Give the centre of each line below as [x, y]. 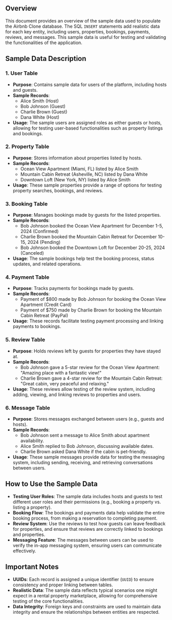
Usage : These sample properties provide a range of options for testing [87, 185]
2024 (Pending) [44, 242]
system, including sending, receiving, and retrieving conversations [83, 462]
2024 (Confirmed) [39, 231]
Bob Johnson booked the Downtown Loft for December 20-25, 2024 [93, 247]
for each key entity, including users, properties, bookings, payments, [78, 32]
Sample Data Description [46, 59]
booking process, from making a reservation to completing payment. [85, 518]
